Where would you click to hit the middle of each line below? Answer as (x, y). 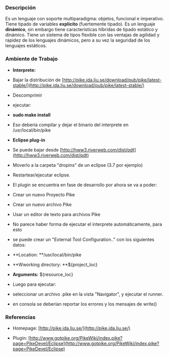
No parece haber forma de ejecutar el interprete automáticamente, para (87, 224)
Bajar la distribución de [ (38, 80)
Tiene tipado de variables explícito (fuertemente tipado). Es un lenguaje (80, 24)
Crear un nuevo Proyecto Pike (44, 194)
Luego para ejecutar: (34, 284)
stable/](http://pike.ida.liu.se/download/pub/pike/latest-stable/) (78, 85)
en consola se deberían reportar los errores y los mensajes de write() (85, 304)
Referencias (20, 317)
